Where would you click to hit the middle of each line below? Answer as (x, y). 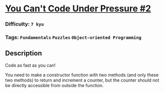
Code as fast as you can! (30, 65)
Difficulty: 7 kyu (25, 24)
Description (23, 53)
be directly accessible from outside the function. (54, 85)
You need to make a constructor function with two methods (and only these (82, 75)
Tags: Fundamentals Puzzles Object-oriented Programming (73, 38)
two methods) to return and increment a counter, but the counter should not (82, 80)
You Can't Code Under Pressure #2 (78, 9)
